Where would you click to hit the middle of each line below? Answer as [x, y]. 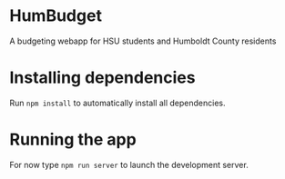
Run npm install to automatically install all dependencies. [117, 103]
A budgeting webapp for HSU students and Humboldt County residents [143, 41]
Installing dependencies [102, 78]
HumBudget [56, 16]
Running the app [73, 139]
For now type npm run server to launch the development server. [129, 164]
